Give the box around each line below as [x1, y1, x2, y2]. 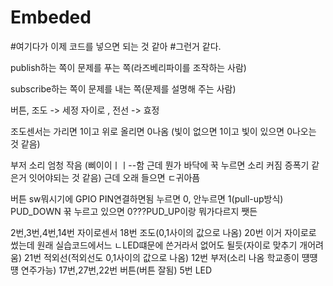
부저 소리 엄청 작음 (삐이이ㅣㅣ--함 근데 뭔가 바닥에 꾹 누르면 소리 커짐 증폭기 [10, 159, 310, 171]
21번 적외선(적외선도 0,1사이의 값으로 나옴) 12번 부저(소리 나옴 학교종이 [23, 251, 300, 263]
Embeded [10, 6, 92, 29]
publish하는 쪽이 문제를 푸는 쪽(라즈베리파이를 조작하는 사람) [10, 61, 247, 73]
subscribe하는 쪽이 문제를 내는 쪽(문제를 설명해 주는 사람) [10, 82, 237, 95]
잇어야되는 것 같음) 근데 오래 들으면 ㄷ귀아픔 [28, 171, 201, 183]
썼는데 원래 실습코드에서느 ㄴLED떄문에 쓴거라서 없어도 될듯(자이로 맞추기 [10, 239, 298, 251]
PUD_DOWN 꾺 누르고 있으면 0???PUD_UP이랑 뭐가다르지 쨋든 [10, 205, 258, 217]
